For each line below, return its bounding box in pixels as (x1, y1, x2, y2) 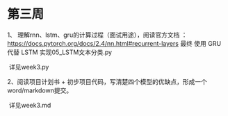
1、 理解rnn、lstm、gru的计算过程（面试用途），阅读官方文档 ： (7, 31, 188, 39)
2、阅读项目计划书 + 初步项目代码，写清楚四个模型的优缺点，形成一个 (7, 77, 207, 85)
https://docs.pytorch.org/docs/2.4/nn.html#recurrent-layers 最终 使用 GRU (7, 39, 221, 47)
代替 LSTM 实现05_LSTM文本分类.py (7, 48, 113, 56)
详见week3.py (8, 63, 49, 71)
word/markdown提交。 (7, 86, 73, 94)
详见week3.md (8, 101, 51, 109)
